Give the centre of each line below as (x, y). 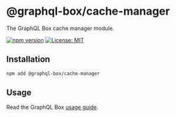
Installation (28, 59)
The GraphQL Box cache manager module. (60, 28)
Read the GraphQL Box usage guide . (52, 107)
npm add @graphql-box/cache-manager (53, 74)
